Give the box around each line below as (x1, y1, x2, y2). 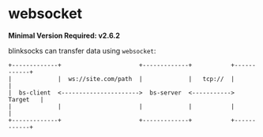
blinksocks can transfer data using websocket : (8, 46, 156, 55)
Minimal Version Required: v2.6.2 (8, 31, 121, 40)
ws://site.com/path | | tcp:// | (68, 75, 235, 83)
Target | (8, 95, 44, 103)
